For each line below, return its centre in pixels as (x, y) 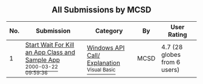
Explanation (104, 63)
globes (171, 54)
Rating (178, 34)
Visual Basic (101, 69)
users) (170, 69)
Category (109, 31)
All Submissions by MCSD (101, 10)
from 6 (171, 62)
